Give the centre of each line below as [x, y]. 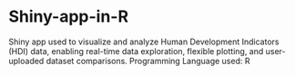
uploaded [26, 61]
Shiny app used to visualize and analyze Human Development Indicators [144, 42]
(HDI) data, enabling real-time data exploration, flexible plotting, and [136, 51]
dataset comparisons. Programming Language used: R [148, 61]
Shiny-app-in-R [69, 17]
